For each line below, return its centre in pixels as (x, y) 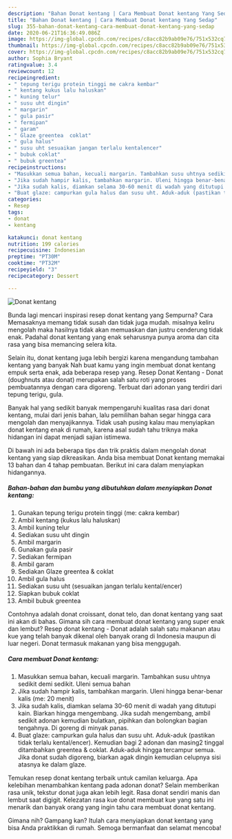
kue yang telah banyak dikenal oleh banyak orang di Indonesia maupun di (112, 636)
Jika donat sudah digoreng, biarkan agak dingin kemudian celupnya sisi (119, 757)
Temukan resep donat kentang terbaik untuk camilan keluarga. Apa (103, 778)
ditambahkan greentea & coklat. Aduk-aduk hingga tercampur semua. (116, 749)
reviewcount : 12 (31, 71)
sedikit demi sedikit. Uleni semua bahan (74, 684)
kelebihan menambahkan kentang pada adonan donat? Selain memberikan (114, 785)
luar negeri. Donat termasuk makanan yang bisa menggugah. (94, 643)
